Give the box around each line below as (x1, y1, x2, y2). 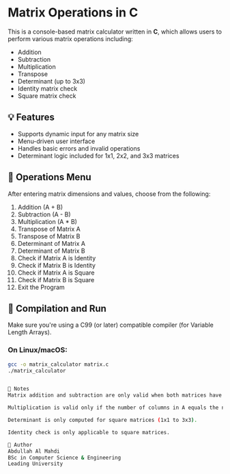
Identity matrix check (17, 84, 78, 92)
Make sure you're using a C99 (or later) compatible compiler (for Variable (8, 321, 214, 329)
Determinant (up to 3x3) (17, 77, 86, 85)
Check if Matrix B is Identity (17, 261, 96, 269)
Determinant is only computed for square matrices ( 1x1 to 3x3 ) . (8, 416, 197, 424)
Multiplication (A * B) (17, 217, 78, 225)
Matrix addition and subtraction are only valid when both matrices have (8, 392, 222, 399)
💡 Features (8, 112, 55, 123)
